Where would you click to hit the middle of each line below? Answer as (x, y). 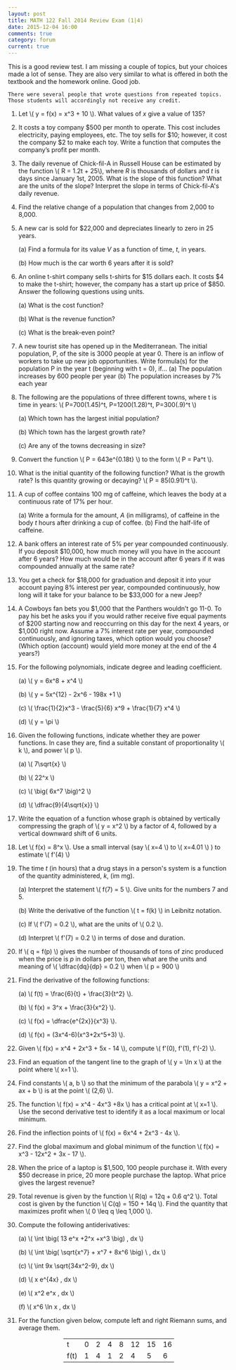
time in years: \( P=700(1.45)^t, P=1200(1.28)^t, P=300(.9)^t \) (107, 405)
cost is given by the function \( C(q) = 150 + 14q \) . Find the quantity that (123, 1204)
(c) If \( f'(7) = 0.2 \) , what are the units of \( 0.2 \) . (91, 924)
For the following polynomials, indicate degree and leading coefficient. (120, 667)
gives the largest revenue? (57, 1183)
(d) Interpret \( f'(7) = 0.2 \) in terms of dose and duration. (101, 938)
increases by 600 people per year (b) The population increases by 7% (120, 376)
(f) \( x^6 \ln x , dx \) (47, 1307)
